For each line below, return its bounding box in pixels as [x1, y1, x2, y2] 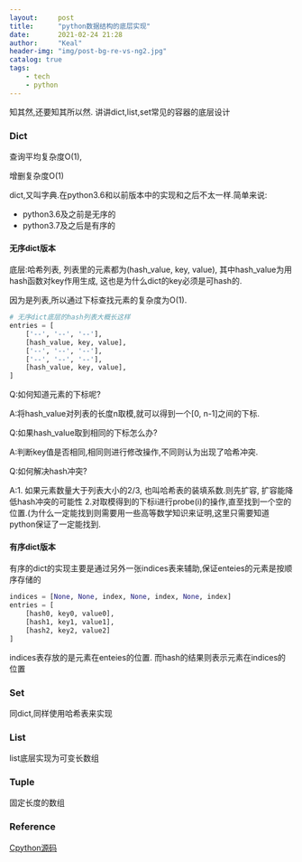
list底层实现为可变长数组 [9, 753, 99, 764]
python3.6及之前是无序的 [22, 209, 116, 220]
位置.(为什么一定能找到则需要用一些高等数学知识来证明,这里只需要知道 [9, 508, 270, 519]
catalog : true [9, 55, 63, 64]
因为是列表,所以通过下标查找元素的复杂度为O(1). [9, 295, 188, 305]
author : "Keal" [9, 38, 83, 48]
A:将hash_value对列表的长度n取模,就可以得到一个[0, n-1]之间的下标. [9, 408, 260, 419]
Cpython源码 [9, 842, 58, 853]
